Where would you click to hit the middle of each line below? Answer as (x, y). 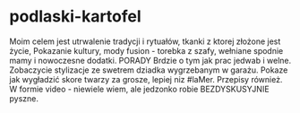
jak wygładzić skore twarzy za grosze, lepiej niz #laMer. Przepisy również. (146, 79)
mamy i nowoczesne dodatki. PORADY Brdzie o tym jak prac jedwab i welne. (150, 60)
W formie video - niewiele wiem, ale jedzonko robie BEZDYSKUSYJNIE (140, 89)
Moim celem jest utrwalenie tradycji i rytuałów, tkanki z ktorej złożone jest (145, 41)
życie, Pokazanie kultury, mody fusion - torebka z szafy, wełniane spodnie (146, 50)
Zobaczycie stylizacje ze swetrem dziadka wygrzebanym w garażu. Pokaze (149, 70)
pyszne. (24, 98)
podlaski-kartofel (75, 17)
